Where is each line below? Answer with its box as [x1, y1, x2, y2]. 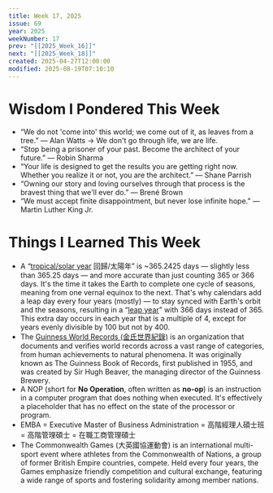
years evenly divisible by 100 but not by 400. [19, 322, 171, 332]
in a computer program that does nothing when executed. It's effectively [19, 392, 262, 403]
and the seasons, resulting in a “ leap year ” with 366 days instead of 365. [19, 304, 264, 314]
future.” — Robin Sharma [19, 152, 104, 163]
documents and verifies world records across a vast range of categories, [19, 341, 265, 351]
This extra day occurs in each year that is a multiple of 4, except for [19, 313, 247, 323]
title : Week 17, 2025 [8, 11, 82, 20]
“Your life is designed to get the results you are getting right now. [19, 161, 238, 171]
